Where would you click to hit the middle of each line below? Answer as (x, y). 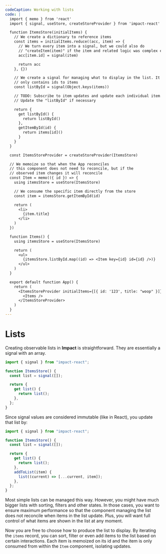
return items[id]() (43, 132)
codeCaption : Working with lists (40, 10)
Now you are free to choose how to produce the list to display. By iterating (81, 531)
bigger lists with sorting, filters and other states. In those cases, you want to (82, 505)
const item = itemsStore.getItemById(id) (57, 196)
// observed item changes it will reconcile (56, 173)
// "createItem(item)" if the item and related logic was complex (88, 51)
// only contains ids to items (46, 83)
